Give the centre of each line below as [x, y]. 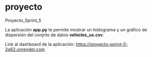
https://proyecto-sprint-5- [102, 44]
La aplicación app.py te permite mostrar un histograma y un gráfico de [76, 29]
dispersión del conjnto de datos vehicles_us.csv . [55, 35]
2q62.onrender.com [25, 49]
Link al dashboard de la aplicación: [40, 44]
